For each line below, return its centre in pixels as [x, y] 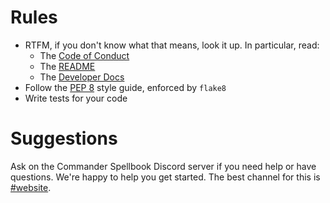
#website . [31, 187]
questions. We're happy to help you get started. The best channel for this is [165, 177]
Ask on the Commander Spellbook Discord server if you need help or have [163, 166]
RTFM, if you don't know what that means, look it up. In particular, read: [172, 45]
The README [67, 66]
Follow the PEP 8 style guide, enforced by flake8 [125, 87]
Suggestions [64, 138]
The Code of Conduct [84, 55]
